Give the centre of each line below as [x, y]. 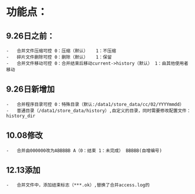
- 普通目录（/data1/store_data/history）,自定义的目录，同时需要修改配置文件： [99, 111]
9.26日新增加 [30, 89]
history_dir [21, 116]
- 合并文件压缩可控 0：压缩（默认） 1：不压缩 [61, 51]
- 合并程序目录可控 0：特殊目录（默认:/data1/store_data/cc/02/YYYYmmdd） [95, 104]
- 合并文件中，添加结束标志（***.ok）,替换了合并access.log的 [78, 185]
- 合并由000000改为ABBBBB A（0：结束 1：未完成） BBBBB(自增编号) [84, 151]
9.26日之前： [30, 36]
